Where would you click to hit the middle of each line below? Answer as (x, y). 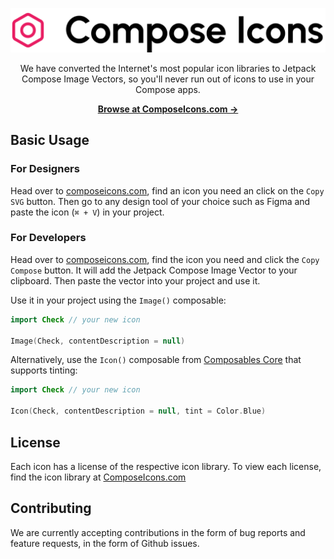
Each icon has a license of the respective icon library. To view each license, (166, 466)
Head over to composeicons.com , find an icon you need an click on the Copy (167, 190)
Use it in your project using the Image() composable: (118, 300)
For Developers (48, 238)
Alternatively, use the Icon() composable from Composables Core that (156, 360)
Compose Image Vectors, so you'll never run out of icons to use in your (168, 79)
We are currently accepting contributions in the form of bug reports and (158, 532)
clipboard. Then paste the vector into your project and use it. (135, 280)
